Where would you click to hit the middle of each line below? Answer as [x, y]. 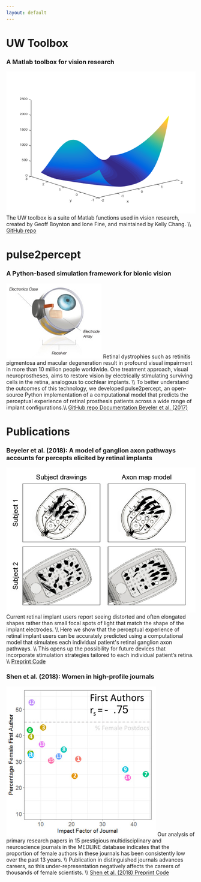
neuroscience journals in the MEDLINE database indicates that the [88, 847]
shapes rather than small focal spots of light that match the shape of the [95, 623]
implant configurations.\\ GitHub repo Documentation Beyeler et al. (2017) [97, 407]
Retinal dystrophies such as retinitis [147, 356]
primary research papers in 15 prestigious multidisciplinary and [84, 841]
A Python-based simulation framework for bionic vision [89, 274]
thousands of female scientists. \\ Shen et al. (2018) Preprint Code [88, 872]
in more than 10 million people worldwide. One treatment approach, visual [97, 369]
